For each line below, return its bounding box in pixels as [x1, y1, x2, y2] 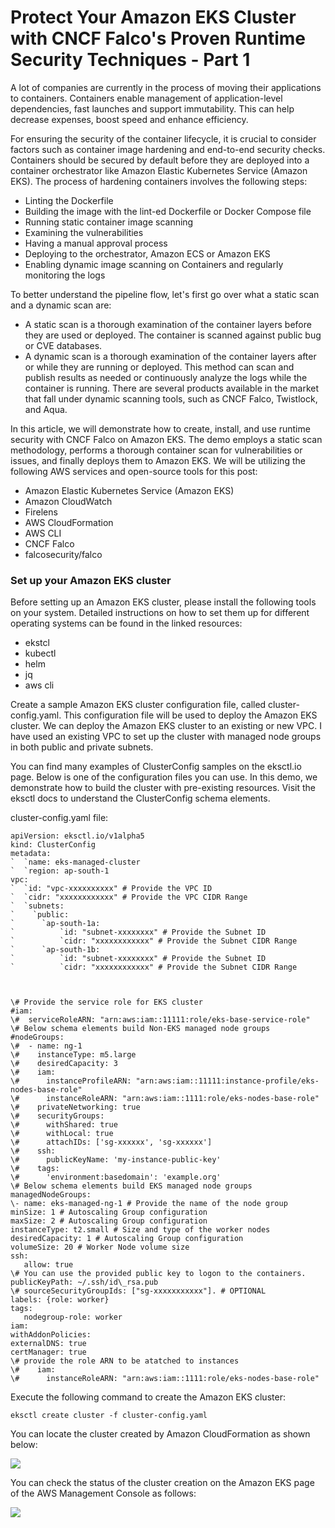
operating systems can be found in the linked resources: [10, 617, 243, 630]
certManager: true [10, 1347, 87, 1358]
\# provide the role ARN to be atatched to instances [10, 1356, 240, 1366]
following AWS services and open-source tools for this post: [10, 465, 258, 477]
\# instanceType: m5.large [10, 1050, 137, 1060]
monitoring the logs [24, 269, 106, 281]
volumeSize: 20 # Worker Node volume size [10, 1242, 190, 1253]
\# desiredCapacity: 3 [10, 1059, 118, 1069]
